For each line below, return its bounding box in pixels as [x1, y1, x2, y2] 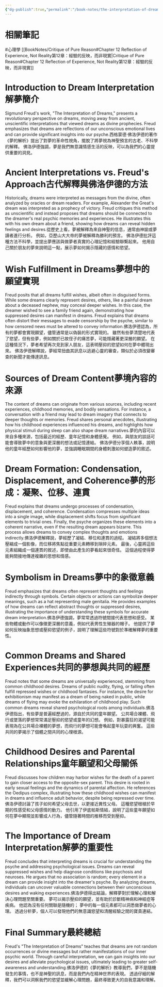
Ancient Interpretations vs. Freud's [5, 167, 149, 178]
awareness [5, 964, 27, 971]
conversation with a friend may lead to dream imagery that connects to [5, 411, 147, 417]
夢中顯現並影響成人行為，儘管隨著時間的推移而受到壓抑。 [13, 813, 129, 819]
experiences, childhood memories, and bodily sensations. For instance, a [5, 406, 151, 412]
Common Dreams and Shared [5, 650, 126, 661]
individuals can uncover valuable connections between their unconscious [5, 884, 152, 890]
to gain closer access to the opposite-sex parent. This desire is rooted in [5, 780, 150, 786]
